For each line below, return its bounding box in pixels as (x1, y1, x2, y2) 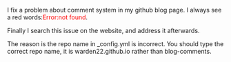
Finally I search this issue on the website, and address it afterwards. (7, 27, 200, 34)
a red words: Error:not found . (7, 13, 88, 21)
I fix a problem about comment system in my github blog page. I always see (7, 6, 222, 14)
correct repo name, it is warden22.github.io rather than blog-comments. (7, 48, 212, 55)
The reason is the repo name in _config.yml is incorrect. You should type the (7, 40, 224, 48)
